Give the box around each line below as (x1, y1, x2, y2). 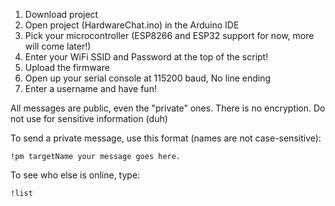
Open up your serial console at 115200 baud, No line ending (24, 72, 272, 84)
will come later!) (24, 40, 92, 52)
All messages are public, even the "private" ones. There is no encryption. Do (10, 102, 326, 114)
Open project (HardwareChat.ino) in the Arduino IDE (24, 19, 240, 31)
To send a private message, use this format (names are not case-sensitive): (10, 132, 322, 144)
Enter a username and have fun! (24, 83, 157, 94)
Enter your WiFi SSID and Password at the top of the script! (24, 51, 269, 63)
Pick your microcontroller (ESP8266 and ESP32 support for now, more (24, 30, 315, 41)
